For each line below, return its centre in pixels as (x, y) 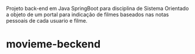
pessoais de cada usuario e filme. (47, 21)
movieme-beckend (53, 44)
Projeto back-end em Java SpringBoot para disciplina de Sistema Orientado (97, 8)
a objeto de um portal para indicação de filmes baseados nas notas (88, 15)
